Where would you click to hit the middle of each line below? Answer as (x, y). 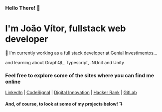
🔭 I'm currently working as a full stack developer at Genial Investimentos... (81, 53)
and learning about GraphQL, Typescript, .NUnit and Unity (65, 62)
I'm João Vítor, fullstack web (66, 29)
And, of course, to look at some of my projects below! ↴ (64, 104)
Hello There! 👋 (23, 8)
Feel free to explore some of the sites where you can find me (80, 75)
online (13, 82)
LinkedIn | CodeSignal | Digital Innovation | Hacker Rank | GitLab (71, 93)
